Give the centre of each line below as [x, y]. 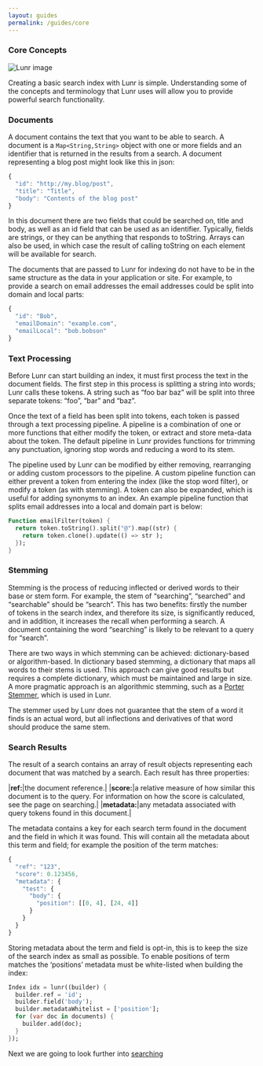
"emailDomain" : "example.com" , [66, 324]
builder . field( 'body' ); [54, 1002]
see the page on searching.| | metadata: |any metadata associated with [122, 805]
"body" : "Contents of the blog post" [77, 198]
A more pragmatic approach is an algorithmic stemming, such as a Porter [126, 687]
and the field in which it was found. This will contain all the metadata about [129, 837]
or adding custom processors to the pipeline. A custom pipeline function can [132, 473]
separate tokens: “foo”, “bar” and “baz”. [72, 401]
